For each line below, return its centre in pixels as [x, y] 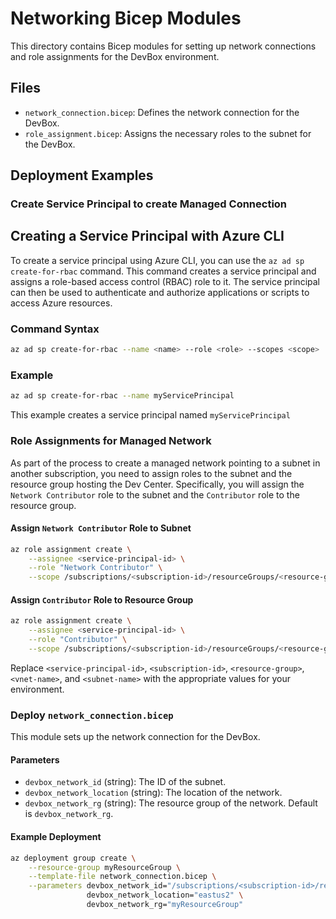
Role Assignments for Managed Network [111, 441]
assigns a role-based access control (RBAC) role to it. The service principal [165, 281]
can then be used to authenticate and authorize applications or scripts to [160, 292]
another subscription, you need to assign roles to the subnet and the [151, 473]
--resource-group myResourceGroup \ [105, 867]
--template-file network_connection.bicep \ [122, 877]
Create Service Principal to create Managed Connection [149, 204]
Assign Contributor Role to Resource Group [102, 599]
